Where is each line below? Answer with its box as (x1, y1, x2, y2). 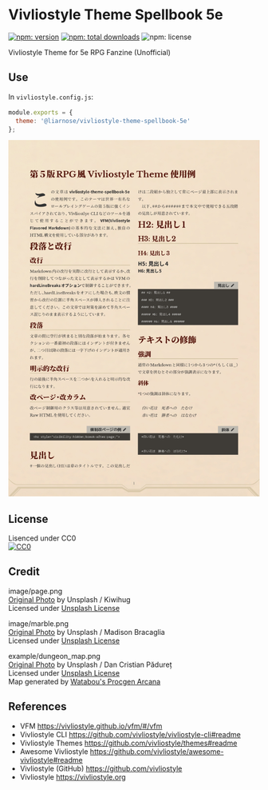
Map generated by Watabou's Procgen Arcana (8, 676, 161, 686)
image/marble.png (8, 618, 69, 628)
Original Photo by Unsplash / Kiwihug (8, 594, 131, 604)
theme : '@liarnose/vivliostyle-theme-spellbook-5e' (15, 117, 191, 125)
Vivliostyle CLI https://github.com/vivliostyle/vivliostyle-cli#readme (19, 729, 241, 739)
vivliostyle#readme (19, 755, 83, 764)
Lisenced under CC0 (8, 533, 77, 543)
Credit (8, 565, 40, 579)
